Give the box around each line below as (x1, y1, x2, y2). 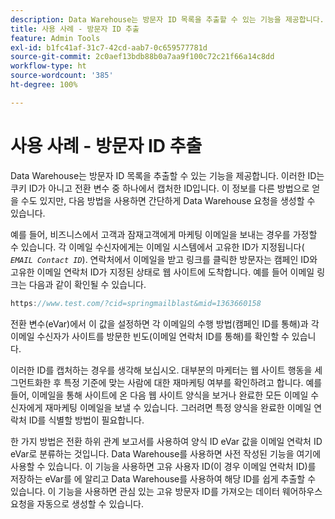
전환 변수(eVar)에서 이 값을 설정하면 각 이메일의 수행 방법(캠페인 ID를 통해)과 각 (10, 317, 320, 330)
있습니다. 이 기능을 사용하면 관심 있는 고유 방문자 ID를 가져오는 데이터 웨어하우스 (10, 485, 323, 497)
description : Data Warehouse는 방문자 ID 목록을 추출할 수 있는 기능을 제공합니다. (10, 14, 325, 25)
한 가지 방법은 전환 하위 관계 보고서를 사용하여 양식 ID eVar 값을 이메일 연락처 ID (10, 435, 323, 447)
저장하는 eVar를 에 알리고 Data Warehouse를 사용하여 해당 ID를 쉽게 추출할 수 (10, 472, 317, 485)
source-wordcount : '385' (10, 71, 114, 81)
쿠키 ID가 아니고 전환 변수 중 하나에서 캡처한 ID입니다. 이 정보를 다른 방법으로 (10, 182, 310, 194)
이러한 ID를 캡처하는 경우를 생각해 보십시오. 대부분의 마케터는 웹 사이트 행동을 (10, 364, 313, 376)
